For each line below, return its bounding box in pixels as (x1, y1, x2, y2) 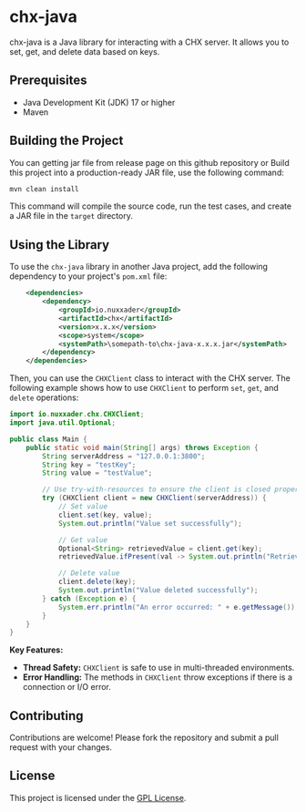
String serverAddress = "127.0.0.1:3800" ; (42, 451, 206, 461)
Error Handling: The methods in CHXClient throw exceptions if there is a (22, 672, 293, 683)
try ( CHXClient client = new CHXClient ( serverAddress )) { (42, 494, 267, 503)
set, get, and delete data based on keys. (9, 46, 160, 57)
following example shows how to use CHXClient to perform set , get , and (9, 383, 280, 394)
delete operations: (9, 392, 79, 403)
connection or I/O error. (22, 682, 112, 693)
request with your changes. (9, 742, 112, 753)
